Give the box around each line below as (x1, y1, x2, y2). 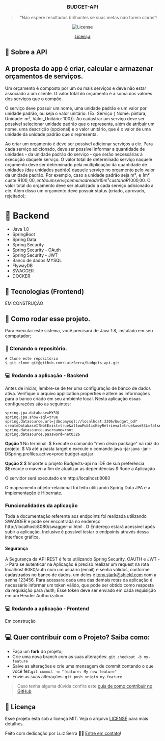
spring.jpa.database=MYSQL (5, 410, 60, 415)
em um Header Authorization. (5, 593, 65, 599)
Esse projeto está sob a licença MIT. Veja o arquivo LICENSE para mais (5, 715, 149, 722)
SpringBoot (12, 232, 35, 238)
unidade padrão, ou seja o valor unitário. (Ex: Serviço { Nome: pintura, (5, 110, 147, 116)
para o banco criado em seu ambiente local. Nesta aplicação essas (5, 396, 141, 401)
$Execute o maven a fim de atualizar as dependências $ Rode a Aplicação (5, 465, 155, 472)
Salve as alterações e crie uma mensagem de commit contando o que (12, 663, 154, 669)
